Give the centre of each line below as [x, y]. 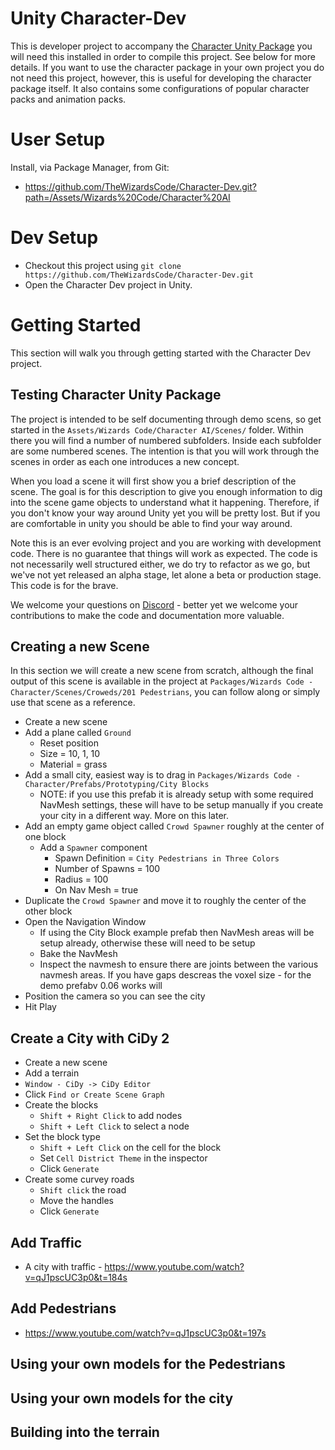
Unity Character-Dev [98, 18]
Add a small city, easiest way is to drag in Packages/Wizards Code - [162, 775]
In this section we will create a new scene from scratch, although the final [162, 671]
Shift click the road [83, 1190]
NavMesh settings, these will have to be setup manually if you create [181, 805]
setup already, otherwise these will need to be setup [147, 943]
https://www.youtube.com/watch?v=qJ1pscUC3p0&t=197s [145, 1333]
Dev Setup [54, 238]
